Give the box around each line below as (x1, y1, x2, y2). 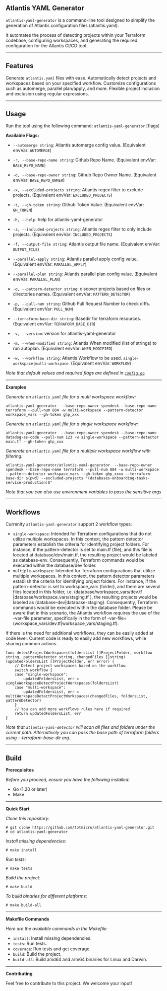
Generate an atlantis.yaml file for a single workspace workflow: (5, 421, 138, 427)
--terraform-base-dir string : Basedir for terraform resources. (12, 315, 142, 322)
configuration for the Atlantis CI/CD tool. (5, 42, 88, 49)
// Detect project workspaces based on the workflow (14, 663, 126, 669)
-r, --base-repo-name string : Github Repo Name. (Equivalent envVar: (12, 157, 157, 163)
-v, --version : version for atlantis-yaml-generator (12, 330, 116, 337)
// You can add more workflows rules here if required (14, 707, 130, 712)
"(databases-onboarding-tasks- (85, 476, 150, 481)
